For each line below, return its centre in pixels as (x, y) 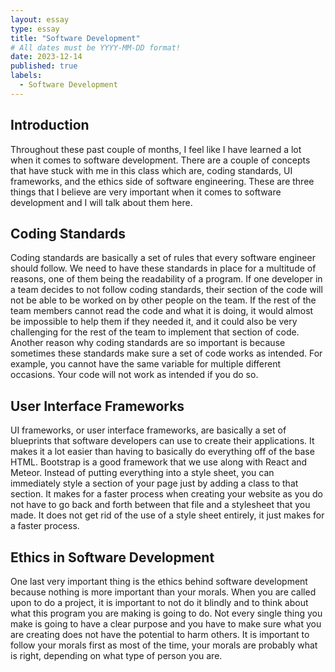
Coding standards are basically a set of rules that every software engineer (163, 258)
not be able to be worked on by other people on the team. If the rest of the (163, 300)
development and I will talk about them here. (101, 202)
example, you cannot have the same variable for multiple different (146, 364)
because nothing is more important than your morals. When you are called (163, 592)
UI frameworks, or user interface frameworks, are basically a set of (148, 430)
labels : (26, 76)
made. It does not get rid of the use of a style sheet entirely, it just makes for (167, 515)
